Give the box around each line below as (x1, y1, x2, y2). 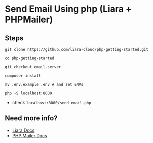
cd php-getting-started (5, 56, 55, 61)
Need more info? (5, 114, 58, 123)
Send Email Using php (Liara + (5, 3, 132, 15)
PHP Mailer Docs (12, 132, 47, 138)
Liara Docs (12, 127, 35, 133)
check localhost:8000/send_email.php (12, 100, 91, 105)
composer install (5, 73, 41, 78)
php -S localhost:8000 (5, 91, 52, 96)
